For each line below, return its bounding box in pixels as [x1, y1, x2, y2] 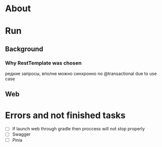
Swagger [12, 131, 31, 137]
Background [5, 45, 43, 53]
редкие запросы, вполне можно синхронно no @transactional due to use [5, 71, 157, 76]
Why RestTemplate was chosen [5, 59, 82, 66]
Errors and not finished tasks [5, 110, 126, 121]
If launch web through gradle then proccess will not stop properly [12, 126, 145, 132]
